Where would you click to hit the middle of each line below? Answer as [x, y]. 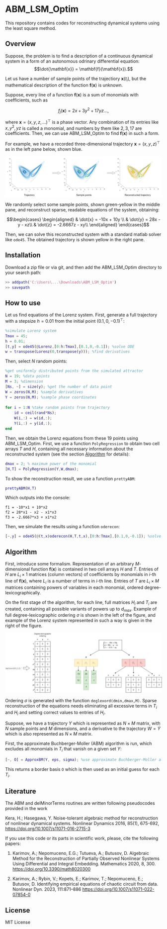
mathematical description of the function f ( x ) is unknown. [64, 85]
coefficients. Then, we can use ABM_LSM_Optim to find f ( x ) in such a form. [82, 133]
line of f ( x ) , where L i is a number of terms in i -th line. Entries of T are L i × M [82, 581]
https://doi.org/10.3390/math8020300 [51, 869]
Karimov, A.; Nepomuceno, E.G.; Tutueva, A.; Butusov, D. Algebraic [81, 853]
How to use [23, 303]
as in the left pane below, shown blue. [44, 149]
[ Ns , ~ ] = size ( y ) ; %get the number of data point [59, 386]
